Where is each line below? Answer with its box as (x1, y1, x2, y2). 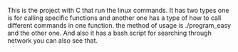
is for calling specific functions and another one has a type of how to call (7, 14, 222, 22)
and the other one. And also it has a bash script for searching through (7, 28, 212, 37)
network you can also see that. (7, 36, 98, 45)
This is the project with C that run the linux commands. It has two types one (7, 6, 229, 14)
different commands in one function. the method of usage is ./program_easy (7, 21, 232, 29)
